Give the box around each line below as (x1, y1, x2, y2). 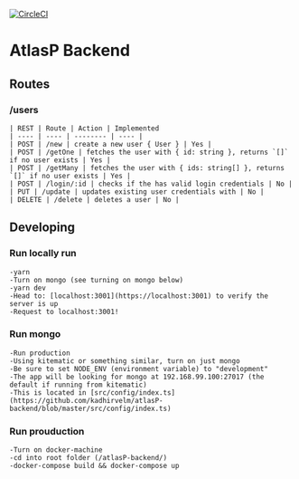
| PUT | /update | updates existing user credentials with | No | (9, 187, 265, 196)
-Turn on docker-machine (9, 445, 103, 455)
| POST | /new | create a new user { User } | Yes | (9, 139, 212, 148)
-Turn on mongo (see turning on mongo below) (9, 275, 183, 284)
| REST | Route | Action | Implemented (9, 123, 160, 133)
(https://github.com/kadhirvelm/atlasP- (9, 396, 164, 405)
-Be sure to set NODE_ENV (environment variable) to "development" (9, 364, 269, 373)
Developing (9, 220, 75, 235)
